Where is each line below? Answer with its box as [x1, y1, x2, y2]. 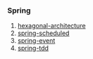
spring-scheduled [17, 29, 70, 37]
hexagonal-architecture [17, 22, 86, 30]
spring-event [17, 37, 56, 45]
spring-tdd [17, 44, 49, 53]
